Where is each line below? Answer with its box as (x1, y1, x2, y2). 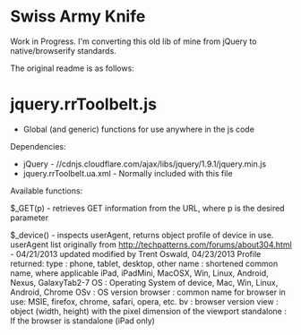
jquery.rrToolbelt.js (10, 94, 158, 115)
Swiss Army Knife (10, 6, 146, 27)
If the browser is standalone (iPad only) (10, 315, 156, 326)
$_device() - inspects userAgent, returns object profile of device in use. (10, 229, 274, 240)
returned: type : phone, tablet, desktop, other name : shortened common (10, 258, 279, 269)
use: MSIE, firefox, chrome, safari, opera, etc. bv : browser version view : (10, 296, 279, 306)
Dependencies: (10, 141, 66, 151)
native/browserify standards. (10, 45, 117, 56)
